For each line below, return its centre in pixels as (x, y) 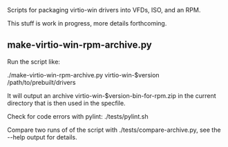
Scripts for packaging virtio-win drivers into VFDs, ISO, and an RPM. (104, 10)
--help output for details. (42, 137)
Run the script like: (34, 61)
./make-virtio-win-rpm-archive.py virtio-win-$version (84, 75)
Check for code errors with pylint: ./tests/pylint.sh (78, 116)
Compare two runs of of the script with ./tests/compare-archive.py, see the (114, 130)
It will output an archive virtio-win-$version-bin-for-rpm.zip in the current (112, 95)
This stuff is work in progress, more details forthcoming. (87, 23)
